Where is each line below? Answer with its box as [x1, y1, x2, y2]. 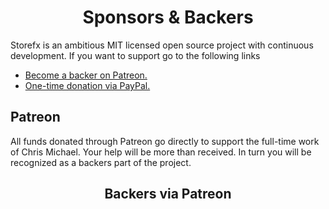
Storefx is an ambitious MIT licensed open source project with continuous [10, 39, 314, 51]
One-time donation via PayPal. [24, 79, 151, 91]
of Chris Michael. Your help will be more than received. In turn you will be [10, 146, 312, 158]
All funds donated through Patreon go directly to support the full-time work [10, 135, 320, 147]
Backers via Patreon [104, 186, 232, 203]
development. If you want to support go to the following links [10, 49, 261, 61]
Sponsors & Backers [82, 6, 254, 29]
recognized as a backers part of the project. [10, 156, 192, 168]
